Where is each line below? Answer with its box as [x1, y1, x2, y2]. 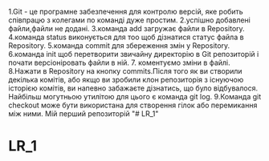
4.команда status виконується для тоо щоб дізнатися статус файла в [8, 32, 244, 42]
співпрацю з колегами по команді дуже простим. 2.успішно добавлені [8, 15, 251, 25]
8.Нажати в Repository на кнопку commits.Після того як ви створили [8, 66, 243, 75]
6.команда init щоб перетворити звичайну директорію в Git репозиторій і [8, 50, 259, 58]
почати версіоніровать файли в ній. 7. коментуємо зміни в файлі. [8, 58, 230, 67]
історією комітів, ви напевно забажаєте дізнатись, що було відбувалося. [8, 83, 259, 93]
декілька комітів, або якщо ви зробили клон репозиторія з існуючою [8, 75, 244, 84]
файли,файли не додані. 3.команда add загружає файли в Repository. [8, 24, 245, 33]
